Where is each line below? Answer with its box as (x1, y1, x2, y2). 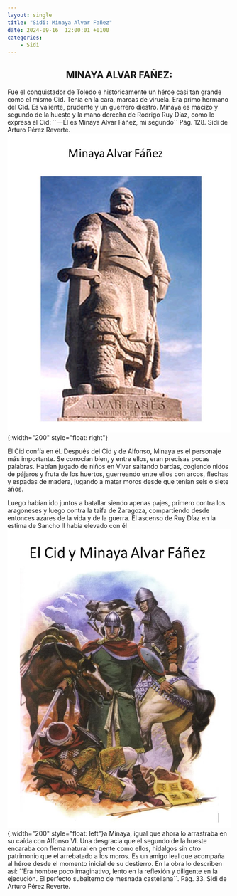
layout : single (7, 11, 53, 19)
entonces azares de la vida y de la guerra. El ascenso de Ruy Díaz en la (7, 513, 216, 522)
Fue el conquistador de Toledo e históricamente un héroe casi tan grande (7, 88, 222, 96)
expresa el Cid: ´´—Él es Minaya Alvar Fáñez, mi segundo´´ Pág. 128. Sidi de (7, 117, 228, 126)
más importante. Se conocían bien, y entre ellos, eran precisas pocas (7, 454, 210, 463)
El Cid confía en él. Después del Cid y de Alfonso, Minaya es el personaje (7, 447, 221, 455)
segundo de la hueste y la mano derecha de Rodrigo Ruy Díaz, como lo (7, 110, 215, 119)
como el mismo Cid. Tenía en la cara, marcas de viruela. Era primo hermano (7, 95, 229, 103)
